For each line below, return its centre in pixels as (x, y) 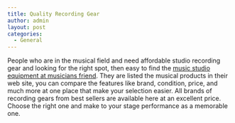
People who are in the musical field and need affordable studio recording (114, 60)
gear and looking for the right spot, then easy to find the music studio (109, 68)
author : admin (28, 21)
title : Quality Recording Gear (54, 14)
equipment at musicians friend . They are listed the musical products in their (118, 76)
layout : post (27, 27)
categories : (25, 34)
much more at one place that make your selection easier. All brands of (110, 91)
